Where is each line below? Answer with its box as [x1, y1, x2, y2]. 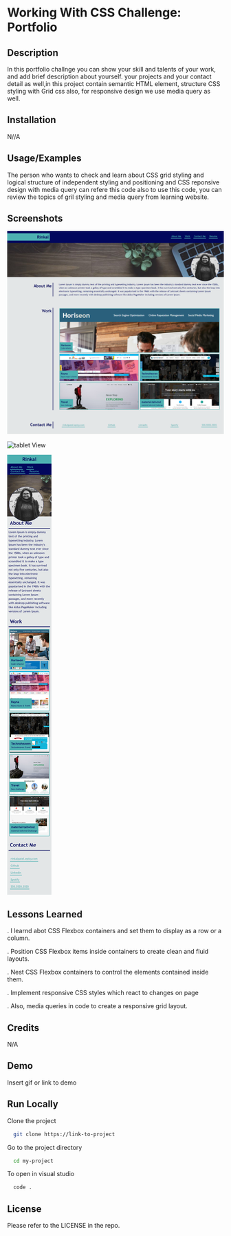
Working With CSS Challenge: [7, 5, 181, 21]
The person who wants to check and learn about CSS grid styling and [7, 171, 204, 179]
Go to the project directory [7, 1143, 82, 1151]
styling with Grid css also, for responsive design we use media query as [7, 87, 211, 95]
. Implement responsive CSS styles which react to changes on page [7, 989, 199, 997]
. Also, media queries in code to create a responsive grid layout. [7, 1002, 188, 1010]
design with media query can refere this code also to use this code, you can [7, 185, 222, 193]
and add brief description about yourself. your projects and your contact [7, 72, 212, 81]
